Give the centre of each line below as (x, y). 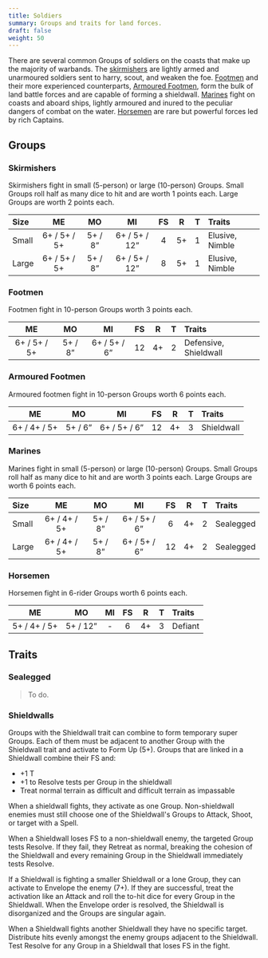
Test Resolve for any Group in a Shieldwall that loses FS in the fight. (119, 946)
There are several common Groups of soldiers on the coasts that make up (129, 61)
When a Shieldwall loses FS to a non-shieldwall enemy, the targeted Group (131, 838)
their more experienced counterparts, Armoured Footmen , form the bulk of (131, 86)
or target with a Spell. (43, 823)
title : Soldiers (35, 16)
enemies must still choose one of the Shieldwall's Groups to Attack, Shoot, (131, 814)
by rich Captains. (36, 120)
